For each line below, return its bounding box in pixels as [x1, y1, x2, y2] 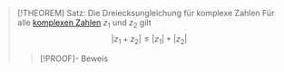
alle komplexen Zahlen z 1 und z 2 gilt [16, 17, 152, 30]
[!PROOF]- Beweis [39, 53, 109, 64]
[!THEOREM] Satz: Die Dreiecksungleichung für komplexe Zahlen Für [16, 8, 275, 18]
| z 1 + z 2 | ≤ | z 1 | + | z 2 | [111, 33, 188, 46]
